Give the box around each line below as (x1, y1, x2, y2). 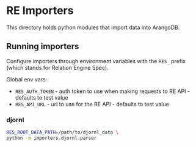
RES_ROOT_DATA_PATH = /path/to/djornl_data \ (6, 129, 119, 135)
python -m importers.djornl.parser (6, 135, 97, 141)
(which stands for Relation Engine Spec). (6, 64, 109, 71)
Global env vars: (6, 75, 48, 83)
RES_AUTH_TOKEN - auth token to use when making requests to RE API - (15, 87, 191, 95)
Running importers (6, 41, 79, 52)
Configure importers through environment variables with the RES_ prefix (6, 57, 186, 64)
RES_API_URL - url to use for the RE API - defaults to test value (15, 100, 169, 108)
